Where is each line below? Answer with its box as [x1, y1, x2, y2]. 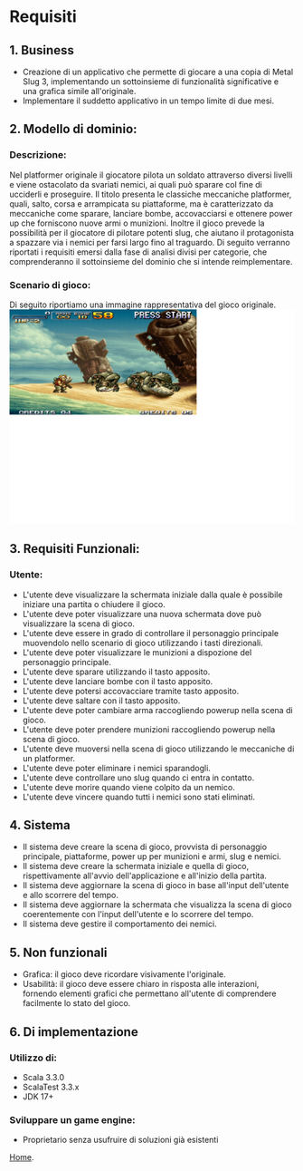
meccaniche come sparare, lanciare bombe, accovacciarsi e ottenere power [9, 208, 293, 218]
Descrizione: [9, 149, 67, 161]
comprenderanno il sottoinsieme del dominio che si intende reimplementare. [9, 256, 293, 266]
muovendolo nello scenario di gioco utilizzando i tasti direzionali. [22, 637, 264, 648]
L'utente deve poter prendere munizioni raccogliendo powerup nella [22, 723, 276, 735]
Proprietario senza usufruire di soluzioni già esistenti [22, 1135, 219, 1146]
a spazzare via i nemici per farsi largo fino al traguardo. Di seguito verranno [9, 237, 291, 247]
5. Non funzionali [9, 944, 108, 960]
